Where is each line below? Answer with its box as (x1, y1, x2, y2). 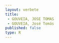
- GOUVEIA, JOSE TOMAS (7, 16, 55, 21)
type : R (5, 30, 21, 35)
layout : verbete (5, 7, 39, 12)
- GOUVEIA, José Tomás (7, 21, 55, 26)
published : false (5, 26, 41, 31)
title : (5, 12, 19, 17)
